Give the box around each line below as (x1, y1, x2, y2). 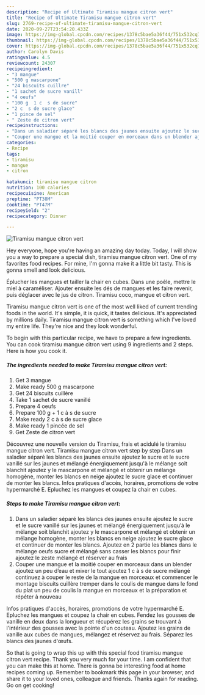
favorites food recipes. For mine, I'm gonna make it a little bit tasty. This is (6, 260, 192, 267)
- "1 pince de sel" (6, 111, 56, 117)
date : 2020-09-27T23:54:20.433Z (6, 26, 88, 32)
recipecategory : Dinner (6, 213, 67, 219)
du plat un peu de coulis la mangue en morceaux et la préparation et (15, 587, 187, 594)
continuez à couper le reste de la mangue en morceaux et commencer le (15, 573, 198, 581)
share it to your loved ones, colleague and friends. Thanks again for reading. (6, 675, 198, 683)
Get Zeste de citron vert (15, 429, 75, 436)
